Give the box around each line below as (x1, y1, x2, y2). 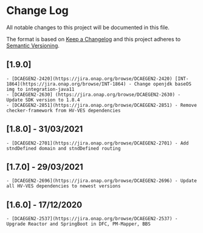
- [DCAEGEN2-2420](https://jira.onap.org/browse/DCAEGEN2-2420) (6, 75, 173, 82)
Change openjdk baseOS (134, 81, 191, 87)
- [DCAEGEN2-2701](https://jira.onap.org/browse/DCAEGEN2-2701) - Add (6, 140, 189, 146)
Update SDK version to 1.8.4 (6, 96, 80, 103)
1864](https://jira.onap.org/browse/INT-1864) (6, 81, 126, 87)
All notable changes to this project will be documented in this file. (6, 24, 170, 31)
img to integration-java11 (6, 86, 75, 92)
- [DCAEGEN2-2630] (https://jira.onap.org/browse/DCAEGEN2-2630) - (6, 92, 181, 98)
